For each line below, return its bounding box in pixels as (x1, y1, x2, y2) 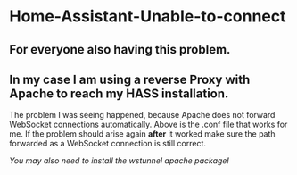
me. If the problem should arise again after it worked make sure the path (9, 129, 276, 139)
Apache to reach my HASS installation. (9, 86, 229, 101)
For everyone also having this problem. (9, 42, 231, 57)
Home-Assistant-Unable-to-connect (9, 6, 287, 27)
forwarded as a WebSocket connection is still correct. (9, 138, 207, 149)
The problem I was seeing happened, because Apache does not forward (9, 110, 276, 121)
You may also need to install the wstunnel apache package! (9, 155, 230, 166)
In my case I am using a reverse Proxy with (9, 71, 251, 87)
